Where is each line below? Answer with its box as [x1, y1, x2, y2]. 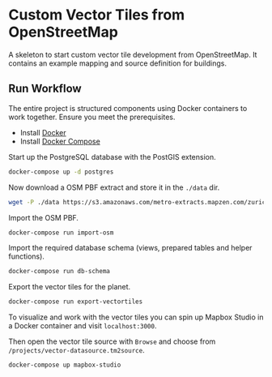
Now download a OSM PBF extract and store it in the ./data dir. [8, 182, 220, 192]
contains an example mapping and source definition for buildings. [8, 58, 227, 68]
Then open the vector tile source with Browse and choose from [8, 336, 216, 346]
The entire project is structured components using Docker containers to [8, 103, 248, 113]
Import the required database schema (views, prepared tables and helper [8, 243, 253, 253]
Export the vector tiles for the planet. [8, 282, 131, 292]
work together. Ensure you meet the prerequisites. [8, 112, 176, 122]
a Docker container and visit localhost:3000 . [8, 321, 157, 331]
